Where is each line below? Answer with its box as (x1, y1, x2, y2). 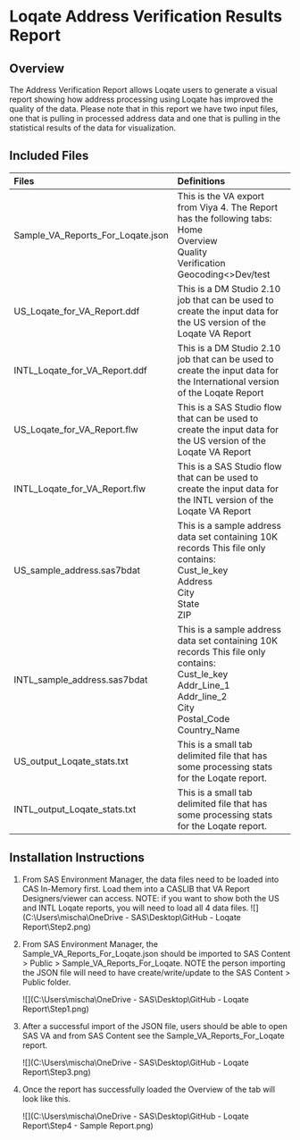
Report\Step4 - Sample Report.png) (21, 1119, 154, 1131)
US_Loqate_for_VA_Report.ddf (13, 305, 140, 317)
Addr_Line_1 (177, 679, 230, 692)
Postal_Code (177, 712, 230, 725)
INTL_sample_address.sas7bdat (13, 673, 148, 685)
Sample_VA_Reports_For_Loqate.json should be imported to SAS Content (21, 948, 291, 959)
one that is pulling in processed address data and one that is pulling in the (9, 113, 281, 123)
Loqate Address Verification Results (9, 6, 283, 27)
